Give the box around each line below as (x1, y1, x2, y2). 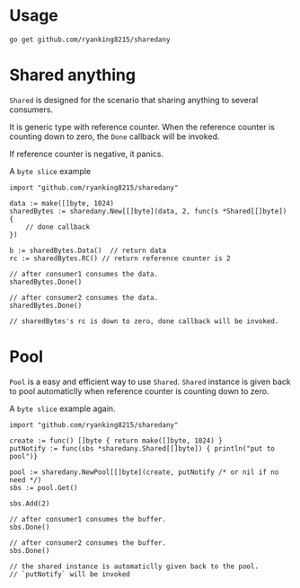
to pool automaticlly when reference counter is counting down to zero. (9, 385, 269, 396)
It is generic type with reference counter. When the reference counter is (9, 121, 276, 132)
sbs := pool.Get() (9, 483, 78, 492)
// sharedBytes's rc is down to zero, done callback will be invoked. (9, 316, 279, 326)
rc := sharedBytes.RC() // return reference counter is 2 (9, 253, 231, 263)
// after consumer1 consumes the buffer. (9, 514, 167, 523)
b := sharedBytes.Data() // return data (9, 246, 167, 255)
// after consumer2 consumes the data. (9, 293, 159, 302)
